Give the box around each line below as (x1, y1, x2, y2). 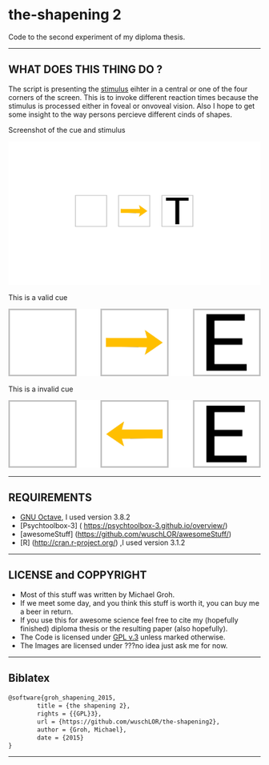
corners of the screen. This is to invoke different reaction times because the (8, 92, 259, 102)
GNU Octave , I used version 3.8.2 (19, 512, 130, 522)
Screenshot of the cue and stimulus (8, 125, 126, 134)
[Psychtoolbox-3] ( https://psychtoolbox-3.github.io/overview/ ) (19, 520, 228, 530)
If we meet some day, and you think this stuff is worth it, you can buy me (19, 598, 260, 607)
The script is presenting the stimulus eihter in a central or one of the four (8, 84, 248, 94)
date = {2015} (37, 734, 84, 742)
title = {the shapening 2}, (37, 702, 130, 710)
